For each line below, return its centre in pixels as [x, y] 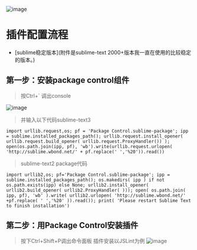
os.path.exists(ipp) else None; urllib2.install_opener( [78, 185]
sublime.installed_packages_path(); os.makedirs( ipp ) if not [86, 180]
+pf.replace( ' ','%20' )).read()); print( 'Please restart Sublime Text [99, 201]
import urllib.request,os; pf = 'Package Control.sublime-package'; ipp [97, 131]
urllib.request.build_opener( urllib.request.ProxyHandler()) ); [88, 141]
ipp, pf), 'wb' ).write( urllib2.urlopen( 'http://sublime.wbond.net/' [96, 195]
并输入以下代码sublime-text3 [56, 120]
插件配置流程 [37, 35]
